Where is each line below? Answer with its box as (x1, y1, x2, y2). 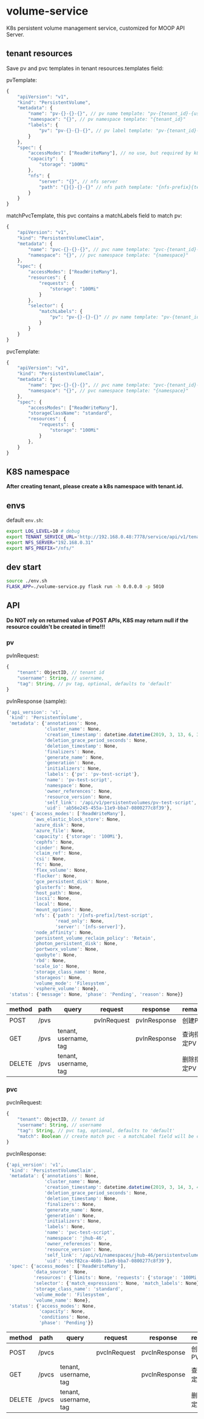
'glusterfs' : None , (33, 884, 83, 891)
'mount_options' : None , (33, 907, 94, 913)
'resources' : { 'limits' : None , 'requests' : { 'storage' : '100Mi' (33, 1274, 200, 1281)
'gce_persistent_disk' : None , (33, 878, 110, 884)
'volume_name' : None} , (33, 1297, 91, 1304)
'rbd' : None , (33, 958, 67, 964)
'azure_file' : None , (33, 827, 86, 833)
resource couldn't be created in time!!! (6, 623, 106, 630)
